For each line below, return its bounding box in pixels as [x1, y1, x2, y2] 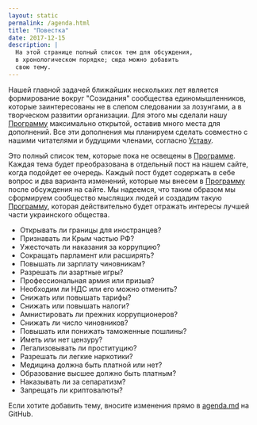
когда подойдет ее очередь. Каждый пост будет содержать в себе [8, 167, 236, 177]
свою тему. [15, 63, 52, 71]
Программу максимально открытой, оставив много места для [8, 118, 221, 128]
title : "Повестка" [8, 26, 69, 34]
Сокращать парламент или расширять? [19, 251, 155, 260]
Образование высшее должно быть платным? [19, 368, 177, 377]
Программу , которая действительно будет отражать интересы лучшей [8, 201, 250, 211]
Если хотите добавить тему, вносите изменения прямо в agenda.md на [8, 400, 250, 410]
